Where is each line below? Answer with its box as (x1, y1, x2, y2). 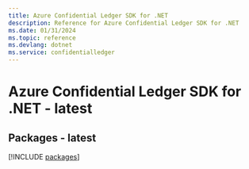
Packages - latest (8, 131, 97, 144)
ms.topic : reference (8, 33, 77, 42)
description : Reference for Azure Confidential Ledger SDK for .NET (8, 19, 239, 27)
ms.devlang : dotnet (8, 41, 73, 49)
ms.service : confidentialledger (8, 48, 115, 56)
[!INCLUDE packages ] (8, 152, 80, 161)
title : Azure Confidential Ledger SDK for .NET (8, 11, 169, 20)
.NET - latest (8, 100, 93, 117)
